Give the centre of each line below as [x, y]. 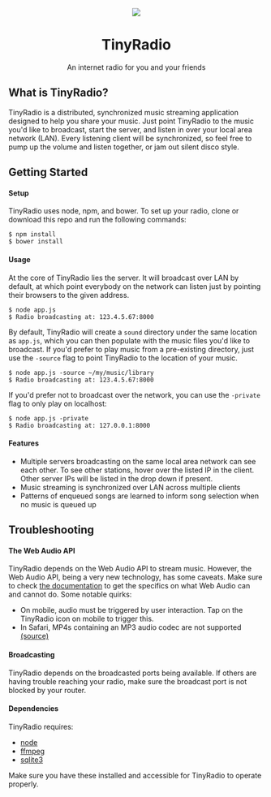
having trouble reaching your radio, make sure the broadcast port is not [128, 681]
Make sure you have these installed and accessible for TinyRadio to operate [135, 775]
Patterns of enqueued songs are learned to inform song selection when [140, 496]
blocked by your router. [47, 690]
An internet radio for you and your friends [136, 67]
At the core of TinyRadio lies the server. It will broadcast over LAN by [124, 278]
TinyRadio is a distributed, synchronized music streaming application [124, 112]
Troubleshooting [52, 530]
